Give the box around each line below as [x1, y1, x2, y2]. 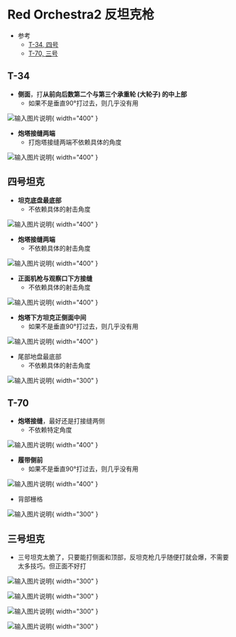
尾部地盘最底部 [17, 352, 62, 361]
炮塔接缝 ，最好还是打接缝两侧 [17, 417, 105, 425]
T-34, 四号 [28, 40, 59, 48]
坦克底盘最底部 [17, 196, 62, 205]
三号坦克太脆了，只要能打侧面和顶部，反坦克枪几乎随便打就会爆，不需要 [17, 553, 229, 562]
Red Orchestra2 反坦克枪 [7, 6, 154, 23]
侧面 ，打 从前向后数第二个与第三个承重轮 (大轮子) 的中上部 [17, 89, 187, 98]
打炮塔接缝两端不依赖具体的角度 [28, 138, 122, 146]
